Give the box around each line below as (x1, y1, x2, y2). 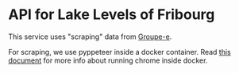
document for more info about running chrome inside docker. (8, 56, 208, 65)
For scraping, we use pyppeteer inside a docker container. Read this (8, 47, 232, 56)
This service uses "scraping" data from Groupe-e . (8, 32, 172, 41)
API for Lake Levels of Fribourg (8, 6, 215, 24)
